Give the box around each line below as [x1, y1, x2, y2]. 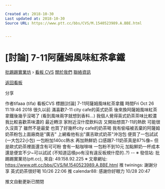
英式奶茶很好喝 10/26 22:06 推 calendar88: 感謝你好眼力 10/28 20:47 [10, 168, 150, 174]
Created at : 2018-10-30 [5, 11, 54, 16]
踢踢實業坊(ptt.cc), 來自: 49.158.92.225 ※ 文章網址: [5, 156, 107, 162]
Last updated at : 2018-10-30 [5, 16, 65, 21]
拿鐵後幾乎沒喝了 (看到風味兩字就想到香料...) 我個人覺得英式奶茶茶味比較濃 [5, 113, 157, 119]
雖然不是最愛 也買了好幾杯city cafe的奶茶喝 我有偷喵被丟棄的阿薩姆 [23, 125, 160, 131]
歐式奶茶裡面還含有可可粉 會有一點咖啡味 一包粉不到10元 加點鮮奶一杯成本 [9, 144, 160, 150]
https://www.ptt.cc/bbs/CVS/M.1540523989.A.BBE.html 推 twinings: [5, 162, 144, 168]
